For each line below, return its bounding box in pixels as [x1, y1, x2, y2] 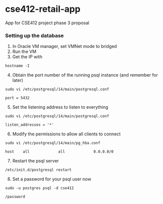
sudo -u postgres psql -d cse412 [5, 186, 74, 191]
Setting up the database [5, 32, 64, 39]
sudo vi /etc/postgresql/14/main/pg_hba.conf [5, 141, 100, 146]
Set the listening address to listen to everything [12, 104, 109, 110]
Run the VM [12, 48, 37, 55]
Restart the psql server [12, 158, 59, 164]
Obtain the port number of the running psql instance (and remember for [12, 72, 158, 78]
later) [12, 78, 24, 83]
